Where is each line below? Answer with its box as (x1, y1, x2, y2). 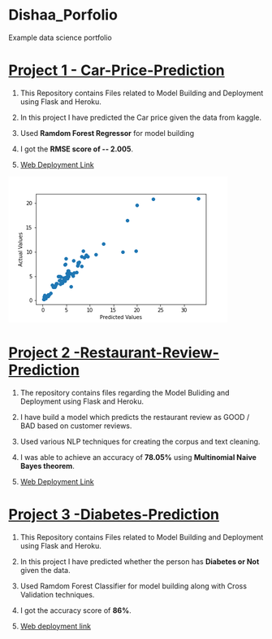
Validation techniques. (19, 589, 95, 599)
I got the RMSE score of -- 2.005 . (19, 144, 134, 154)
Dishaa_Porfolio (8, 6, 118, 24)
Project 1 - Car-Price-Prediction (8, 61, 225, 80)
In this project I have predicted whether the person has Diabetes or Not (19, 556, 260, 567)
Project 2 (8, 344, 71, 362)
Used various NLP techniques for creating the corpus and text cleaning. (19, 436, 261, 446)
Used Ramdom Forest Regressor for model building (19, 128, 195, 138)
